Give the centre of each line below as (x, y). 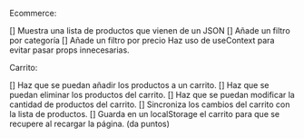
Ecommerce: (33, 13)
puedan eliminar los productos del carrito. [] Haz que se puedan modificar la (152, 95)
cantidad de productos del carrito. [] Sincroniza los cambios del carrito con (150, 104)
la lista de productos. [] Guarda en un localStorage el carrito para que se (145, 114)
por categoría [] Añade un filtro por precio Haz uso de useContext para (142, 40)
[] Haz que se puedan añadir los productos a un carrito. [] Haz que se (139, 85)
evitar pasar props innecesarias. (69, 50)
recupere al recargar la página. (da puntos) (90, 123)
